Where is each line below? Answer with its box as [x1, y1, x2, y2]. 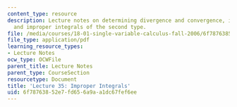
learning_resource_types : [7, 43, 83, 50]
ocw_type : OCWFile [7, 56, 61, 63]
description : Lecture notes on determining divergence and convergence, [7, 17, 226, 24]
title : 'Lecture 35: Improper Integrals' [7, 82, 131, 89]
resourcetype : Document [7, 75, 78, 83]
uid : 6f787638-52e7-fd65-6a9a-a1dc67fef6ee [7, 89, 138, 96]
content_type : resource [7, 10, 78, 18]
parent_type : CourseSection [7, 69, 90, 76]
